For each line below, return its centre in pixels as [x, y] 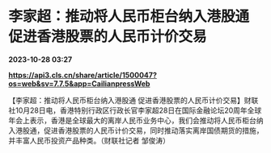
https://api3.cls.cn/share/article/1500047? [83, 75]
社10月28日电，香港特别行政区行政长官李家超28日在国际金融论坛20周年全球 [135, 110]
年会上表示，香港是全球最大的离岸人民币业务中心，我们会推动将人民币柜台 [132, 120]
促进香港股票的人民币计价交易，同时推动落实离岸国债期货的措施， [153, 130]
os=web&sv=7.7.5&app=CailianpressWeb [79, 83]
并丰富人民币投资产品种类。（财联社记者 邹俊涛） [89, 140]
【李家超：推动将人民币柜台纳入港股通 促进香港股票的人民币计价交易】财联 [133, 100]
